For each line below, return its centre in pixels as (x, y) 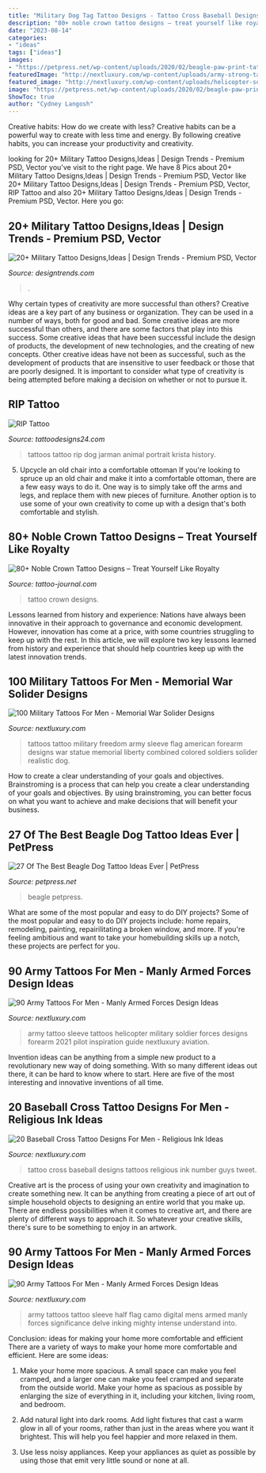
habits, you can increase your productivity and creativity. (101, 144)
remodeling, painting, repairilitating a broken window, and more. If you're (127, 929)
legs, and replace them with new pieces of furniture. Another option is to (138, 495)
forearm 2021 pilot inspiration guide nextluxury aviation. (118, 1042)
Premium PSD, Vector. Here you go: (66, 201)
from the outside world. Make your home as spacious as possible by (131, 1387)
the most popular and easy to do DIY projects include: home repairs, (120, 921)
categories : (28, 38)
